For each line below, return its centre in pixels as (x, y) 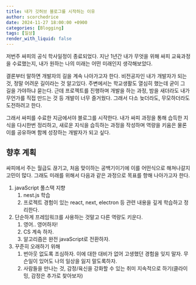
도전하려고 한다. (24, 105)
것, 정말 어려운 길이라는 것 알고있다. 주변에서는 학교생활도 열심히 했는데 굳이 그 (96, 83)
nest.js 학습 (37, 195)
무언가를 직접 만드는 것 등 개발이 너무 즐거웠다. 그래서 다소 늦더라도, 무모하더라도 (98, 98)
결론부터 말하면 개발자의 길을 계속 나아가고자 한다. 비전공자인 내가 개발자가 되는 (97, 76)
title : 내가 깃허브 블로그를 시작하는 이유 (51, 11)
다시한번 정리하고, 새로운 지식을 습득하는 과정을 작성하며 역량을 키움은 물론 (102, 125)
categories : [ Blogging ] (35, 28)
